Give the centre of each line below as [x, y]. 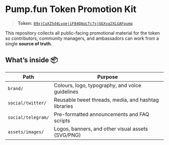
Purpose [108, 77]
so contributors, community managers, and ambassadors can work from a [82, 38]
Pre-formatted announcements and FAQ [101, 114]
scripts [62, 120]
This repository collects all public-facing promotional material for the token [82, 33]
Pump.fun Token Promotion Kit [71, 9]
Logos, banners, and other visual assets [101, 128]
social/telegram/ [28, 117]
